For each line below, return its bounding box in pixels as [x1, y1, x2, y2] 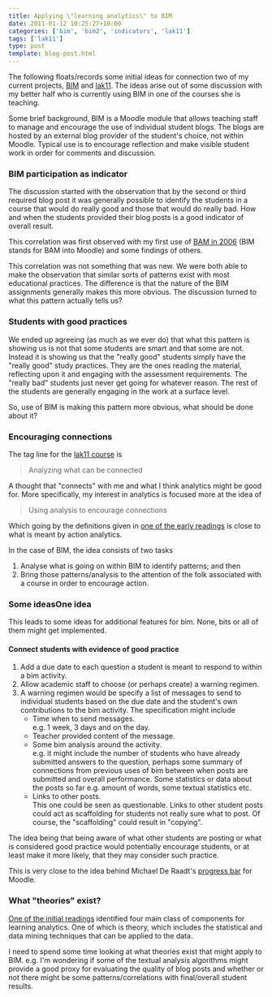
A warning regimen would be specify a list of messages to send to [19, 688, 242, 698]
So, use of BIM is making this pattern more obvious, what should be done [8, 402, 254, 412]
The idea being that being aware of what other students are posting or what [8, 833, 262, 843]
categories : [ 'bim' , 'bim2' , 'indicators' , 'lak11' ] [8, 27, 191, 35]
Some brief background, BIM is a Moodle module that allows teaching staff [8, 114, 258, 123]
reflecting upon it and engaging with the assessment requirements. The [8, 369, 248, 378]
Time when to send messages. [32, 714, 136, 723]
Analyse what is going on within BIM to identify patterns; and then [19, 561, 241, 571]
